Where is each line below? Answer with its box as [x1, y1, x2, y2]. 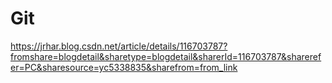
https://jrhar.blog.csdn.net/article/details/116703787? [10, 40, 228, 52]
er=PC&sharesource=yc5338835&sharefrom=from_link [10, 61, 238, 73]
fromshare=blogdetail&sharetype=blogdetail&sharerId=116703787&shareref [10, 50, 322, 62]
